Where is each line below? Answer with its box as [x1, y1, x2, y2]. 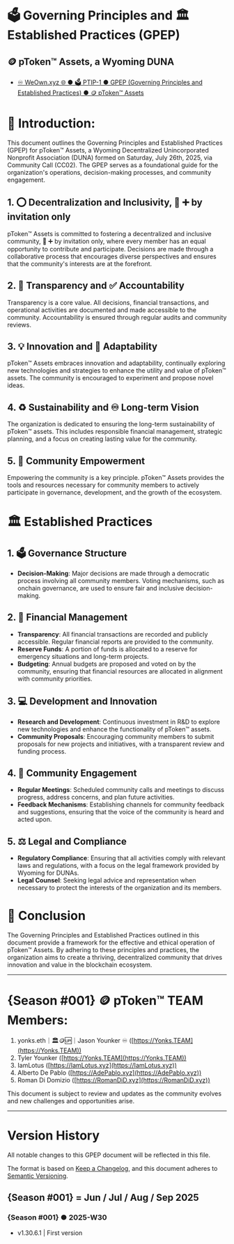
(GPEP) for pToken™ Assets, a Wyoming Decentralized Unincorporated [7, 146, 209, 154]
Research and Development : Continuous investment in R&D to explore [17, 717, 221, 726]
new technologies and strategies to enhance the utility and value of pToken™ [7, 366, 226, 375]
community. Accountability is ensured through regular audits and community [7, 313, 227, 321]
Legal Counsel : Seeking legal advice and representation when [17, 876, 196, 885]
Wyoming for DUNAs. [17, 869, 79, 877]
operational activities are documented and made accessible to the [7, 306, 197, 314]
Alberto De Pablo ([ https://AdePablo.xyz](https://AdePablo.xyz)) [17, 1068, 202, 1077]
